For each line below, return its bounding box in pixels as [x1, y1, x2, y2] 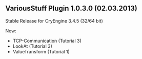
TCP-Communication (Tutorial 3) [12, 37, 82, 44]
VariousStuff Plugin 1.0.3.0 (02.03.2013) [5, 4, 137, 13]
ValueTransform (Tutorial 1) [12, 48, 70, 54]
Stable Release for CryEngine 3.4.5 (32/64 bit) [5, 17, 104, 24]
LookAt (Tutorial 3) [12, 43, 53, 49]
